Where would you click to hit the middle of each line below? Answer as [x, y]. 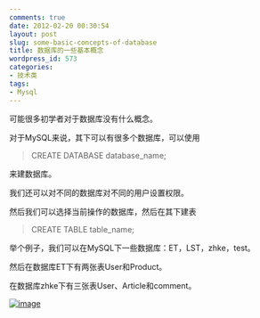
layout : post [33, 34]
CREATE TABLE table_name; [83, 229]
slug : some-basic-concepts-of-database [83, 42]
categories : [31, 68]
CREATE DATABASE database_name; [98, 155]
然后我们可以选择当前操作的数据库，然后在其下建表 [103, 211]
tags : [19, 84]
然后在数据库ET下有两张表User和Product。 [88, 266]
